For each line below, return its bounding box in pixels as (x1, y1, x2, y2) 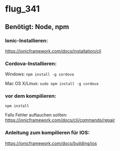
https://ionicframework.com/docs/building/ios (5, 140, 97, 146)
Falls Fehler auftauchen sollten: (5, 112, 68, 118)
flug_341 (5, 3, 40, 15)
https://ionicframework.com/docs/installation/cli (5, 48, 102, 54)
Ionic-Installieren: (5, 37, 48, 44)
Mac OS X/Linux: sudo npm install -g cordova (5, 81, 99, 87)
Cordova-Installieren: (5, 60, 57, 67)
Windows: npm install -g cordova (5, 71, 74, 77)
